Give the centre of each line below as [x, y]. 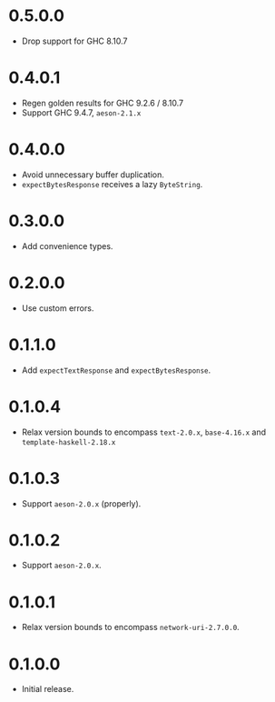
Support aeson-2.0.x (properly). [81, 503]
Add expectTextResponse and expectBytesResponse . [116, 370]
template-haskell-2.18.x [69, 442]
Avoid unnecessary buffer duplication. [93, 175]
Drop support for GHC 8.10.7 [74, 41]
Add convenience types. [67, 246]
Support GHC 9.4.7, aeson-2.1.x [81, 112]
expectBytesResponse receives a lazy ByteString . [112, 184]
